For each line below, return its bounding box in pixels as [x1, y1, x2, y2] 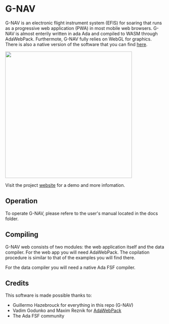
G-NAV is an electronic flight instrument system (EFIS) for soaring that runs [5, 20, 162, 26]
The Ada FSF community [12, 313, 65, 319]
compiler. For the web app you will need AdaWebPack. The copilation [5, 249, 150, 255]
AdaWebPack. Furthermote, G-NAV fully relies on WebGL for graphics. [5, 36, 152, 42]
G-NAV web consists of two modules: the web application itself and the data [5, 244, 164, 250]
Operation [5, 197, 38, 206]
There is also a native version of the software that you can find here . [5, 41, 148, 47]
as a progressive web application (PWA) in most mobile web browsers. [5, 25, 153, 31]
